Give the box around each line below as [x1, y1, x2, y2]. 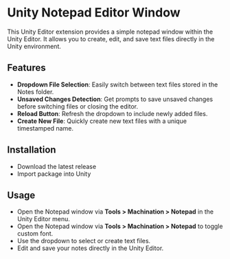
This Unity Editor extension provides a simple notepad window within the [7, 27, 214, 36]
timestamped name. [16, 124, 74, 132]
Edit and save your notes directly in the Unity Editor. [16, 244, 164, 252]
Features [7, 62, 46, 74]
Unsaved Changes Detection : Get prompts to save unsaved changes [16, 95, 214, 103]
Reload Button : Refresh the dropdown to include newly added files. [16, 109, 208, 117]
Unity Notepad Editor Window [7, 5, 181, 21]
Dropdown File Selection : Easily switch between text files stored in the [16, 80, 218, 89]
